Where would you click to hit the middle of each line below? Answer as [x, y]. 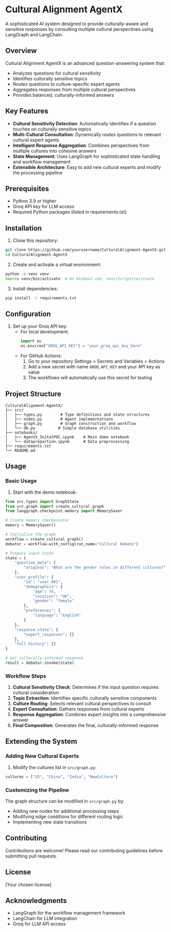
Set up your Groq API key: [40, 326]
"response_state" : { [36, 630]
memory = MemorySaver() [31, 525]
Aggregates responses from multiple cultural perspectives [74, 89]
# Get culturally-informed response [44, 658]
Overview [21, 51]
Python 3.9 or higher [34, 201]
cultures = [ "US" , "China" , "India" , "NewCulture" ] [61, 777]
